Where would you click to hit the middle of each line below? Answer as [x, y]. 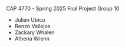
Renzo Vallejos [32, 26]
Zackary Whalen [34, 32]
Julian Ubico [30, 20]
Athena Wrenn [32, 38]
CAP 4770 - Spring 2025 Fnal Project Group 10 [63, 9]
